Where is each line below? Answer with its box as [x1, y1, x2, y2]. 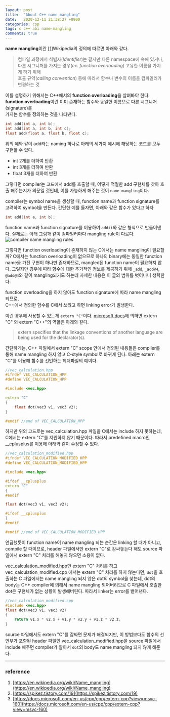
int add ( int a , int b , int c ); [5, 126, 71, 131]
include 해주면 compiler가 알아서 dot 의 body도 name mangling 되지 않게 [5, 644, 151, 650]
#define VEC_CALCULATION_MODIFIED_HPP [5, 460, 87, 466]
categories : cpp [5, 21, 39, 27]
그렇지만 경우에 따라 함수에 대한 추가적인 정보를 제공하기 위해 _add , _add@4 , [12, 266, 160, 272]
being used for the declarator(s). [17, 334, 86, 341]
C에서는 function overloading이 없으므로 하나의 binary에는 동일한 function [12, 253, 162, 259]
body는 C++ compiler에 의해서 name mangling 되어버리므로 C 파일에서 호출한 [5, 581, 162, 587]
